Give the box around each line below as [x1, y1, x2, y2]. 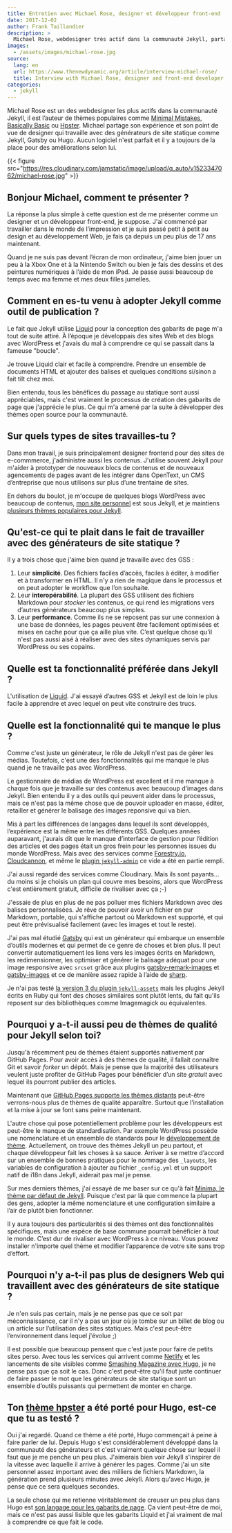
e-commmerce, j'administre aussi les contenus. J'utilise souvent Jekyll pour [7, 456, 224, 465]
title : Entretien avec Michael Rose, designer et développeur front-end [7, 10, 221, 17]
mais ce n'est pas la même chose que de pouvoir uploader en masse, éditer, [7, 799, 224, 807]
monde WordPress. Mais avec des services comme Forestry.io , [7, 849, 186, 857]
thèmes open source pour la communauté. [7, 410, 128, 418]
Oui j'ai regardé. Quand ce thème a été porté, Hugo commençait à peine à [7, 1431, 217, 1439]
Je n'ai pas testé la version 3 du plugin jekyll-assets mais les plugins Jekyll [7, 984, 224, 992]
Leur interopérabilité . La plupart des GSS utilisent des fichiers [17, 591, 195, 600]
